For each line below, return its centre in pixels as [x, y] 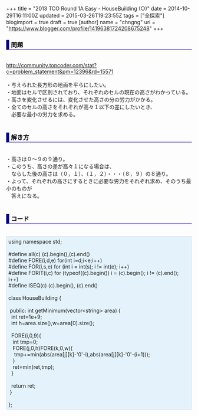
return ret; [23, 385]
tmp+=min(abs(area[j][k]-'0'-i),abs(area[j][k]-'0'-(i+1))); [82, 354]
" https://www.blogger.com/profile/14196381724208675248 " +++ [85, 28]
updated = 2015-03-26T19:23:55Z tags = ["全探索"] [102, 15]
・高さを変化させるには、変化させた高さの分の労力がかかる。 [81, 100]
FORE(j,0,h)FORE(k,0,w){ [43, 348]
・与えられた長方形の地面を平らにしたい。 [58, 85]
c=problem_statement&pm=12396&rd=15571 [60, 72]
